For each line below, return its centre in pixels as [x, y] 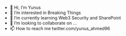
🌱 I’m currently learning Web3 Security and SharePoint [65, 18]
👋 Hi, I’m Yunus [25, 8]
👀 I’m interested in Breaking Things [45, 13]
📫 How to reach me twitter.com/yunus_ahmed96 [60, 28]
